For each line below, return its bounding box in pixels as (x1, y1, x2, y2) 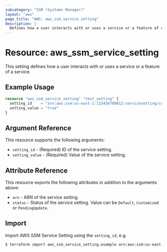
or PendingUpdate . (12, 205, 49, 211)
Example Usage (5, 83, 55, 92)
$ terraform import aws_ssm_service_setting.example (5, 242, 117, 247)
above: (5, 185, 19, 190)
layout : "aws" (5, 12, 35, 17)
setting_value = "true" (9, 105, 59, 111)
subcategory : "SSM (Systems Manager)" (5, 7, 85, 12)
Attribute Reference (5, 166, 68, 175)
